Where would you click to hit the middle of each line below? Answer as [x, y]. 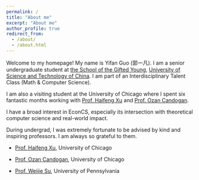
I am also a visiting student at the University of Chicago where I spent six [96, 94]
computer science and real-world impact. [57, 118]
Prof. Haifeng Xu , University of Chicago [63, 148]
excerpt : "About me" [32, 23]
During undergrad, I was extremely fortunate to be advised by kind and [94, 130]
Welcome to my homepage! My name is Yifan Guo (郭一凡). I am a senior [96, 63]
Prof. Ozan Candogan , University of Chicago [69, 159]
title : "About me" [29, 17]
